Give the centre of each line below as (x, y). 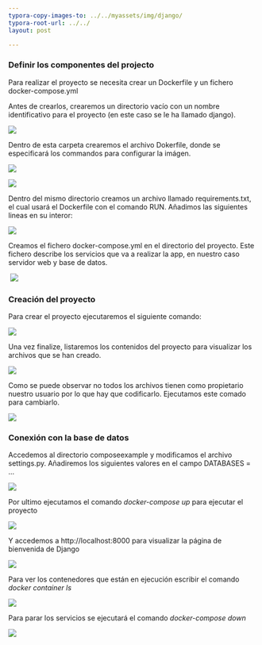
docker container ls (40, 588)
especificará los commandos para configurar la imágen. (100, 153)
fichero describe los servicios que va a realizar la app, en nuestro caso (124, 254)
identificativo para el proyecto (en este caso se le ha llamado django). (122, 114)
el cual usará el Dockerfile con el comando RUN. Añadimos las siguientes (128, 206)
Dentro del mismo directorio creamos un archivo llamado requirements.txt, (130, 198)
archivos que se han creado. (55, 355)
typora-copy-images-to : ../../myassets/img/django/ (95, 15)
